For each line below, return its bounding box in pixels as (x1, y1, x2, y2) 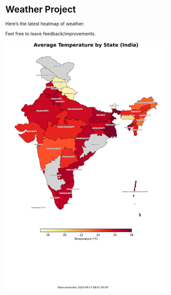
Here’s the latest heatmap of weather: (5, 21, 84, 27)
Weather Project (5, 4, 76, 15)
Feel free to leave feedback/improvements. (5, 30, 96, 36)
